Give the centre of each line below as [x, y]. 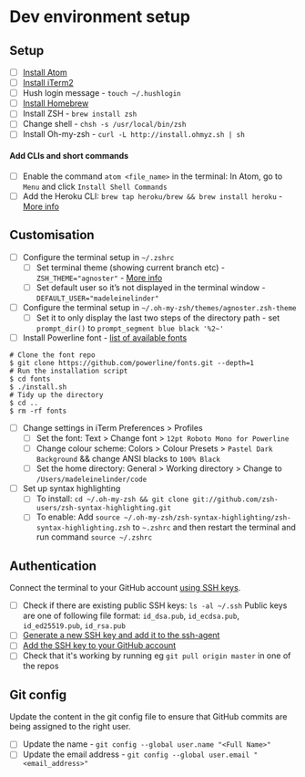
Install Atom [45, 72]
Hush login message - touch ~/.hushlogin [102, 93]
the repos [41, 666]
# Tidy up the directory [56, 394]
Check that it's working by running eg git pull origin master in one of [157, 656]
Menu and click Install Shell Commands [95, 186]
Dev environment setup [100, 17]
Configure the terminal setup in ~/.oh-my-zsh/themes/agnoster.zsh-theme [159, 307]
